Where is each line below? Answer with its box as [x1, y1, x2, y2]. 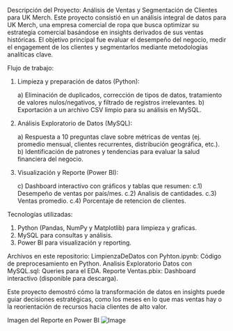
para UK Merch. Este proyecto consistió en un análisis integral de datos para [7, 13, 227, 22]
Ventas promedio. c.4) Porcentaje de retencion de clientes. [17, 197, 186, 205]
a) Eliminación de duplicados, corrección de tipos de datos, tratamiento [17, 91, 223, 99]
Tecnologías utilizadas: [7, 210, 73, 218]
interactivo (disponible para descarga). [7, 275, 118, 282]
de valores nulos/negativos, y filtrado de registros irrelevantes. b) [17, 98, 205, 107]
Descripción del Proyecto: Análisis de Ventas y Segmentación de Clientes [7, 6, 218, 14]
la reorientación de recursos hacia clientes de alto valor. [7, 302, 168, 311]
